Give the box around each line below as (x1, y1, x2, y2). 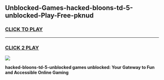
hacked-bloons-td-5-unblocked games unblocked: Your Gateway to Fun (5, 64, 155, 70)
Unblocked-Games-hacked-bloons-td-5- (5, 4, 133, 12)
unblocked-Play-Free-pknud (5, 12, 94, 20)
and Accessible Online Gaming (5, 69, 69, 75)
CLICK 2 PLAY (5, 44, 39, 51)
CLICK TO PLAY (5, 26, 43, 33)
